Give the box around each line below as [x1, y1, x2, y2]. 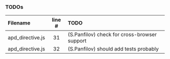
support [67, 37, 87, 44]
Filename [8, 19, 30, 26]
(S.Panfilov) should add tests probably [67, 45, 159, 52]
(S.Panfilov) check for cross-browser [67, 31, 157, 38]
